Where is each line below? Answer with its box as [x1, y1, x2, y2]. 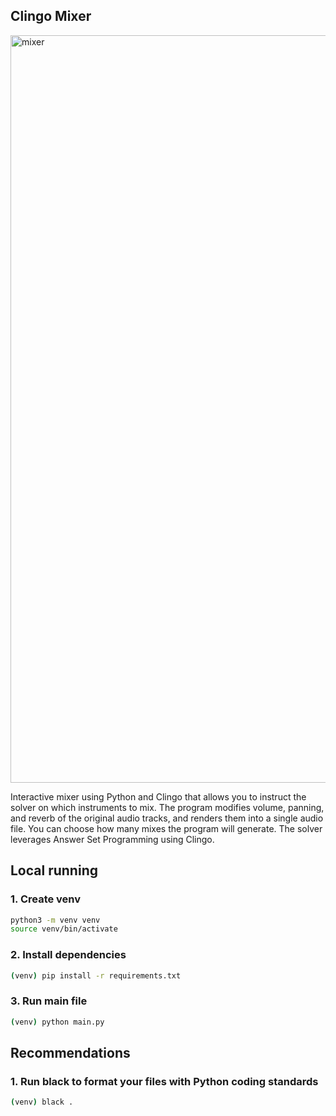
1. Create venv [10, 892, 82, 906]
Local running [10, 862, 98, 879]
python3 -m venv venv [10, 915, 101, 925]
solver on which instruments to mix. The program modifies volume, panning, [10, 801, 325, 813]
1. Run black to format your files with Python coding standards [10, 1074, 319, 1088]
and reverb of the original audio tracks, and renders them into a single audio [10, 812, 324, 824]
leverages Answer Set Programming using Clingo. [10, 833, 215, 845]
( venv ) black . [10, 1097, 74, 1108]
